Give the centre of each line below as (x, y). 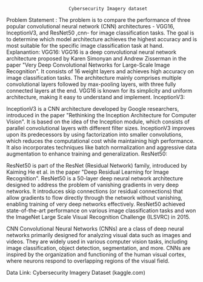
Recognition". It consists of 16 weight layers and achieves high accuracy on (100, 71)
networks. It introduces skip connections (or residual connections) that (95, 191)
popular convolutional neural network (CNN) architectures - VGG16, (90, 26)
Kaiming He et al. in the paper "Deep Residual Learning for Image (88, 172)
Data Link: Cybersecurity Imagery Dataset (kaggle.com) (76, 273)
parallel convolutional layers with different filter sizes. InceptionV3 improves (101, 128)
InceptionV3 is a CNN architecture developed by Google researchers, (93, 109)
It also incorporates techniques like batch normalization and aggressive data (101, 147)
